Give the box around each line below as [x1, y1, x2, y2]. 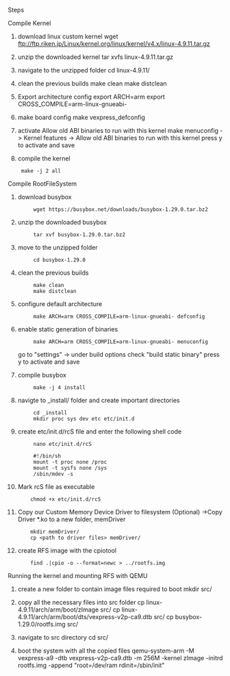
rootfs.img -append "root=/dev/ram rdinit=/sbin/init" [17, 661, 165, 669]
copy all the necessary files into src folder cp [17, 599, 145, 606]
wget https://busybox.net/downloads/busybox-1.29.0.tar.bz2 [33, 206, 208, 213]
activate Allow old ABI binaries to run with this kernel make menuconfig [17, 127, 218, 134]
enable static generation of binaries [17, 325, 118, 333]
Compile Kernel [8, 19, 51, 27]
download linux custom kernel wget [17, 32, 118, 40]
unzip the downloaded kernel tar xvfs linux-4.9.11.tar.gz [17, 53, 174, 61]
